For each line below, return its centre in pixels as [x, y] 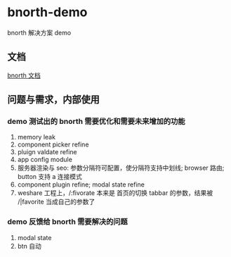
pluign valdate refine [47, 152]
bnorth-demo [47, 12]
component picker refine [53, 144]
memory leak [37, 137]
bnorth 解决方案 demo [39, 32]
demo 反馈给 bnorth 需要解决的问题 [67, 222]
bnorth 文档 [24, 75]
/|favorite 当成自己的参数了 [56, 202]
